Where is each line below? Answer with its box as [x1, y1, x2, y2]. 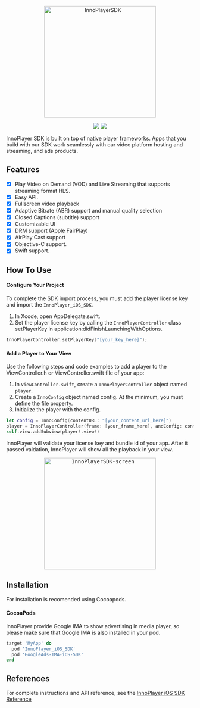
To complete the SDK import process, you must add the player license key [6, 295, 188, 302]
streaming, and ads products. [6, 148, 79, 154]
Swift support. [14, 247, 50, 254]
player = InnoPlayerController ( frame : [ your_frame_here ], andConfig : [6, 423, 183, 429]
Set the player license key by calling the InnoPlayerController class [14, 319, 182, 326]
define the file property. [14, 400, 73, 407]
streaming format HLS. [14, 187, 71, 194]
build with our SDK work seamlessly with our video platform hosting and [6, 141, 183, 148]
